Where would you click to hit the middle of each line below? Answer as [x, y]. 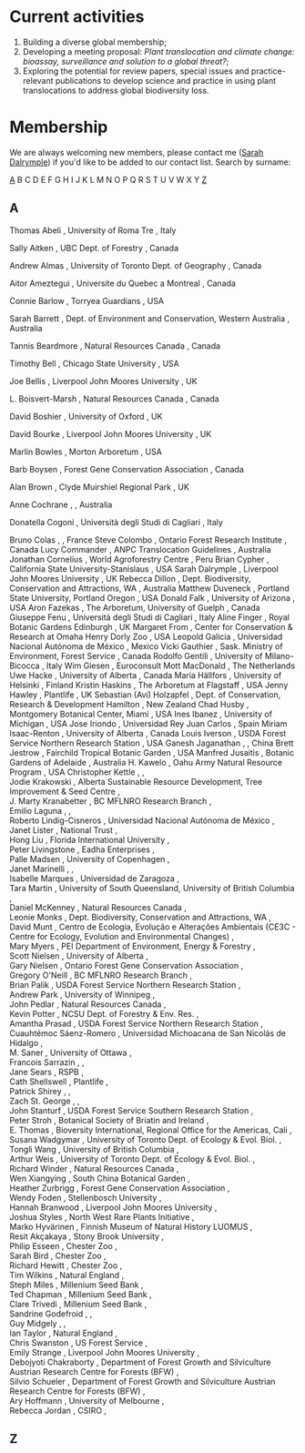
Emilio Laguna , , [40, 810]
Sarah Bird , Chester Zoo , [58, 1255]
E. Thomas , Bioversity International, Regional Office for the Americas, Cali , [151, 1130]
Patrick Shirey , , [40, 1091]
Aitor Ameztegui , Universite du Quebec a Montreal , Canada [123, 283]
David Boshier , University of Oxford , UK [86, 416]
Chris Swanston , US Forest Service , [79, 1342]
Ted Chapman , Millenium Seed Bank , [81, 1294]
